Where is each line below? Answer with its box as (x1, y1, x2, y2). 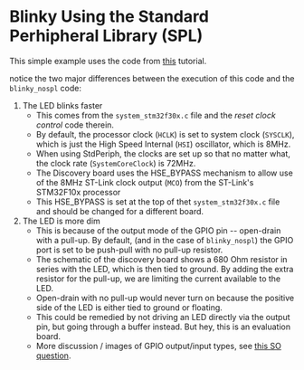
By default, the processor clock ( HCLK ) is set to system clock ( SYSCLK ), (35, 128, 295, 139)
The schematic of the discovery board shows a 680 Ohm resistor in (35, 253, 288, 264)
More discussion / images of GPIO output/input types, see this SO (35, 340, 282, 351)
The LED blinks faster (22, 100, 103, 110)
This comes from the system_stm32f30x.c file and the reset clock (35, 109, 276, 120)
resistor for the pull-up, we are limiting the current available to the (35, 273, 281, 284)
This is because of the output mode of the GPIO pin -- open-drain (35, 224, 281, 236)
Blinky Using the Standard (9, 6, 210, 27)
